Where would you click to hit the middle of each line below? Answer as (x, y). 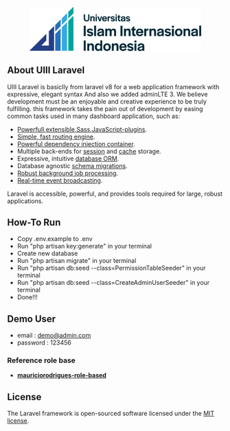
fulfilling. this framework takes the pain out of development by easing (105, 108)
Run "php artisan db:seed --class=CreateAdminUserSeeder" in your (113, 283)
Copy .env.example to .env (55, 239)
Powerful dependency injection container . (76, 143)
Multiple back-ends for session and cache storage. (89, 151)
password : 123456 (44, 342)
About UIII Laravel (46, 70)
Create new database (47, 253)
